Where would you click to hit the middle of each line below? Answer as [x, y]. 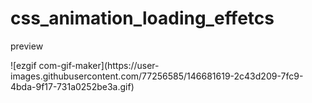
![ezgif [23, 65]
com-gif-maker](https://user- [99, 65]
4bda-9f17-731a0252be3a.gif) [72, 86]
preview [27, 46]
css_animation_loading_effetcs [142, 18]
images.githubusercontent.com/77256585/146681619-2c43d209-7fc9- [157, 76]
